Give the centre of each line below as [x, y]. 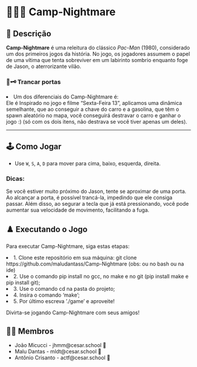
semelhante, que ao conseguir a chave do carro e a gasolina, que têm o [93, 109]
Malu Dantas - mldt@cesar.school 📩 [58, 352]
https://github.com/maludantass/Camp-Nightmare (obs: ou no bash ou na [95, 264]
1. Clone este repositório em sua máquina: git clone [75, 258]
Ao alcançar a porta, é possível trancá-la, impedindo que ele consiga [89, 198]
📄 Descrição [29, 34]
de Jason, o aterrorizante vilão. [44, 66]
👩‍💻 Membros [30, 331]
